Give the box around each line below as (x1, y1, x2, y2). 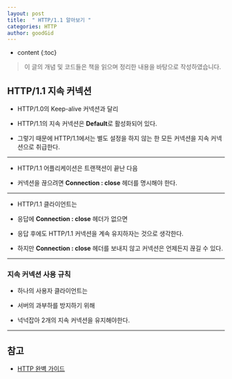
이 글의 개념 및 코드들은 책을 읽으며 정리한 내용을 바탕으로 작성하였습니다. (23, 63, 222, 71)
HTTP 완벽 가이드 (17, 364, 66, 373)
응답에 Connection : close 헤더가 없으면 (17, 215, 128, 223)
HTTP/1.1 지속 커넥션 (7, 85, 92, 97)
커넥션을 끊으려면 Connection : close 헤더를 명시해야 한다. (17, 179, 177, 187)
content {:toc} (17, 49, 57, 57)
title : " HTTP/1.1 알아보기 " (7, 17, 92, 24)
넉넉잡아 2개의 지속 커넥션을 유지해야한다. (17, 316, 130, 324)
